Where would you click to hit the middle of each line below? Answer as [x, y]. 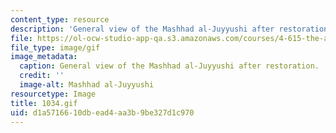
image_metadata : [44, 57]
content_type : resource [60, 19]
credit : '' [42, 76]
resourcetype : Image [53, 94]
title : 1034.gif [44, 103]
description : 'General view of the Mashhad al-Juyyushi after [142, 29]
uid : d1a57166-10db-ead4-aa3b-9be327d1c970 [102, 112]
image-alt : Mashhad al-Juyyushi [87, 85]
